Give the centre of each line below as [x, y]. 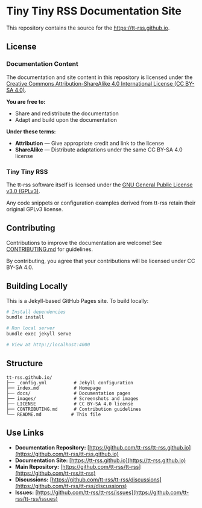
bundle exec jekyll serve [39, 334]
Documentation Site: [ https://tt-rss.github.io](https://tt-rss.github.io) [100, 460]
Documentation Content [42, 64]
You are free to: [26, 101]
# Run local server [31, 328]
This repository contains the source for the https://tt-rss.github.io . [88, 28]
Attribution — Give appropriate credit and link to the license [90, 143]
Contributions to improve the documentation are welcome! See [84, 243]
